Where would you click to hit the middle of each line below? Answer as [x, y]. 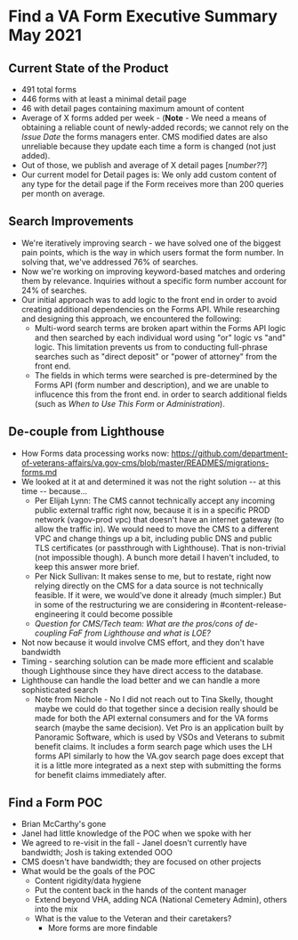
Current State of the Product [89, 68]
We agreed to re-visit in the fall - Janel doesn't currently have [134, 843]
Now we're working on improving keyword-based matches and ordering [153, 271]
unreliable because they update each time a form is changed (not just [149, 146]
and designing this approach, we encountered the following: [131, 319]
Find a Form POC [56, 803]
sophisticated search [60, 689]
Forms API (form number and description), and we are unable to [151, 385]
